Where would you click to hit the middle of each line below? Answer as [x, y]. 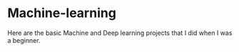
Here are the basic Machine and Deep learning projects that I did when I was [120, 33]
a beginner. [24, 40]
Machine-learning [62, 13]
